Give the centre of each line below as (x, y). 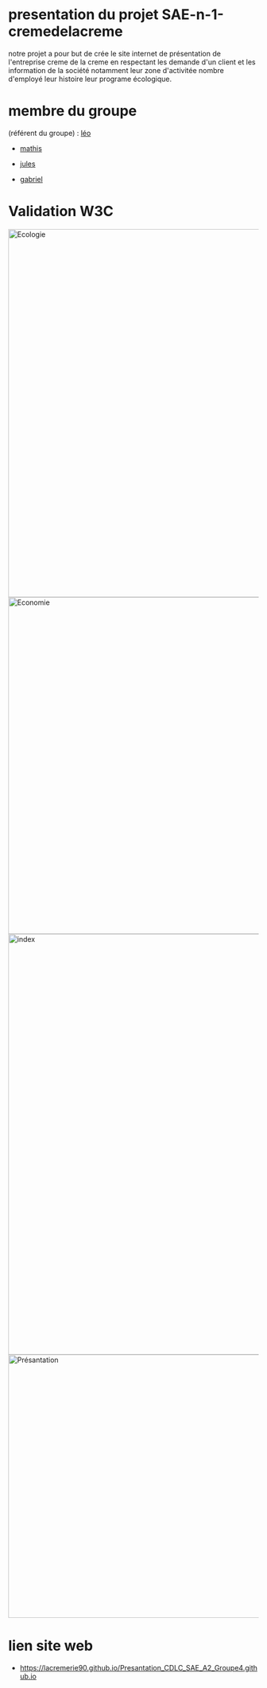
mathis (31, 148)
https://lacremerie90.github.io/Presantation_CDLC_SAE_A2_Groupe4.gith (139, 1667)
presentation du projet (83, 15)
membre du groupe (73, 111)
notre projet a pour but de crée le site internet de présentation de (114, 53)
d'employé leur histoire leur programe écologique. (90, 79)
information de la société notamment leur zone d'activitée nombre (116, 70)
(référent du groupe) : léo (50, 133)
